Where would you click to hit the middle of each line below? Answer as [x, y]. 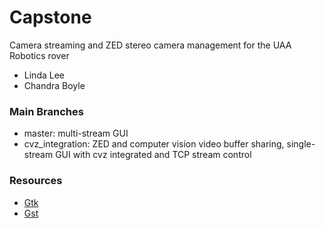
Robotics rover [39, 55]
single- [301, 144]
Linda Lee [44, 75]
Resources [36, 181]
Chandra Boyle [54, 85]
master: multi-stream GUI [76, 133]
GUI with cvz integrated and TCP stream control [153, 155]
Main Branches [46, 111]
